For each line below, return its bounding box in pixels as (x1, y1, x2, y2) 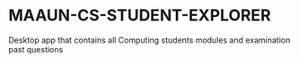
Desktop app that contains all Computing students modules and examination (8, 35, 291, 45)
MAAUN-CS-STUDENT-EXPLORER (8, 5, 271, 26)
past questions (8, 43, 64, 54)
